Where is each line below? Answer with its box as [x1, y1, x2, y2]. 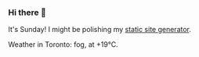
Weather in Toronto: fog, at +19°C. [8, 40, 119, 49]
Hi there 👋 [8, 7, 47, 18]
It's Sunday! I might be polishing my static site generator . [8, 25, 192, 34]
